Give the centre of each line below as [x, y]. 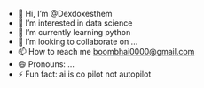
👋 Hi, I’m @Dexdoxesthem [65, 14]
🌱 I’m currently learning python [74, 32]
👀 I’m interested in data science [75, 23]
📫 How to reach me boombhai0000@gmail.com [106, 51]
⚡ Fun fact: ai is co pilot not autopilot [84, 74]
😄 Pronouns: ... [46, 64]
